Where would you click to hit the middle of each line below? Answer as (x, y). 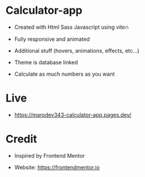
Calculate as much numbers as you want (64, 74)
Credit (21, 139)
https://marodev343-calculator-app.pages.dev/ (73, 115)
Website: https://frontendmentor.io (57, 167)
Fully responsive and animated (52, 39)
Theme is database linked (46, 62)
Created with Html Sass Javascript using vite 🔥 (72, 27)
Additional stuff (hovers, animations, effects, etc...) (77, 50)
